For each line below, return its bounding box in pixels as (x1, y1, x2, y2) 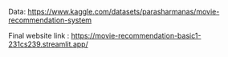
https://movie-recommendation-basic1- (71, 31, 202, 40)
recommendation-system (8, 15, 92, 25)
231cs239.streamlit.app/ (8, 39, 88, 49)
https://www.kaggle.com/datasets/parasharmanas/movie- (27, 7, 220, 16)
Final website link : (8, 31, 70, 40)
